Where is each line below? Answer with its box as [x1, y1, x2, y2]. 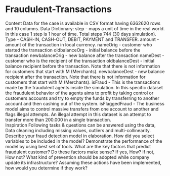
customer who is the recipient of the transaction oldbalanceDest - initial [5, 57, 155, 64]
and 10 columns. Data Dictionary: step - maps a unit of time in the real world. [5, 25, 165, 31]
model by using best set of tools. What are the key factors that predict [5, 143, 151, 149]
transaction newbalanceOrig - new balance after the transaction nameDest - [5, 52, 164, 58]
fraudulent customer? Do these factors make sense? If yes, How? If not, [5, 149, 155, 155]
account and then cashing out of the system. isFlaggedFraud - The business [5, 100, 164, 106]
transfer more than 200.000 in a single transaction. [5, 116, 111, 123]
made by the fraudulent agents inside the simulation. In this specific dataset [5, 84, 163, 90]
